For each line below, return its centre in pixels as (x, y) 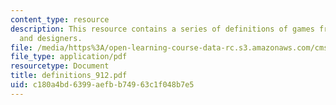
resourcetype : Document (60, 66)
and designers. (51, 38)
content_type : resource (60, 19)
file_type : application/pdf (69, 57)
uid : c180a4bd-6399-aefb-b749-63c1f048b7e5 (102, 85)
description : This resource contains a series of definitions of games (162, 29)
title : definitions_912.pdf (69, 76)
